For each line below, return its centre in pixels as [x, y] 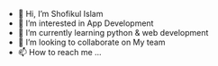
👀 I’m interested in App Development [86, 23]
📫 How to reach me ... [59, 52]
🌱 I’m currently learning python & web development [113, 33]
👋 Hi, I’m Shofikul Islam [60, 14]
